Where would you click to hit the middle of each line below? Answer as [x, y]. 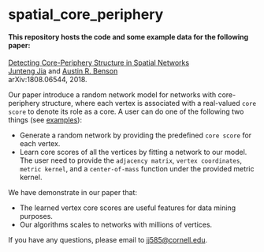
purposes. [36, 216]
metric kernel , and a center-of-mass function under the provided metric [137, 169]
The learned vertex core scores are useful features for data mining [128, 208]
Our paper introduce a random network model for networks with [112, 95]
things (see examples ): [45, 120]
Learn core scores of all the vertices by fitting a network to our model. [133, 152]
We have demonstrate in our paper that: [73, 193]
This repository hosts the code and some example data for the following [128, 36]
